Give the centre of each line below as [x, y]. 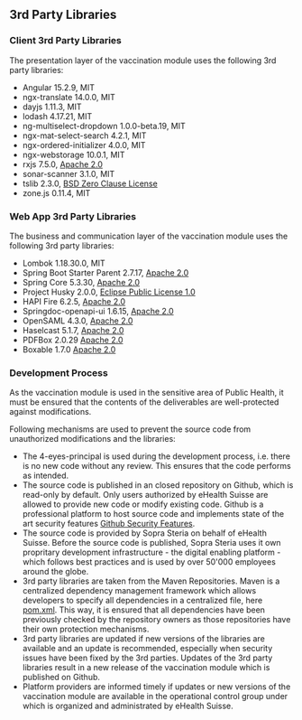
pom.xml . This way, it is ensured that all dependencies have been [144, 610]
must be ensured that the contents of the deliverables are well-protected [144, 402]
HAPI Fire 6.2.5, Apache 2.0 [74, 301]
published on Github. [61, 678]
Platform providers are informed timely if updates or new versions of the [156, 687]
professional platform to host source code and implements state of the [153, 514]
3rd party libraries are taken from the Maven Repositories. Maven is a [151, 581]
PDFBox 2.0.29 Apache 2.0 [73, 340]
